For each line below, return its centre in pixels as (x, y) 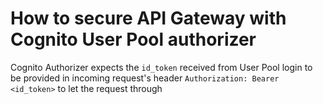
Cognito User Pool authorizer (133, 39)
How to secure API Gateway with (148, 18)
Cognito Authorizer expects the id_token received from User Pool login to (161, 67)
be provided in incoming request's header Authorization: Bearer (145, 78)
